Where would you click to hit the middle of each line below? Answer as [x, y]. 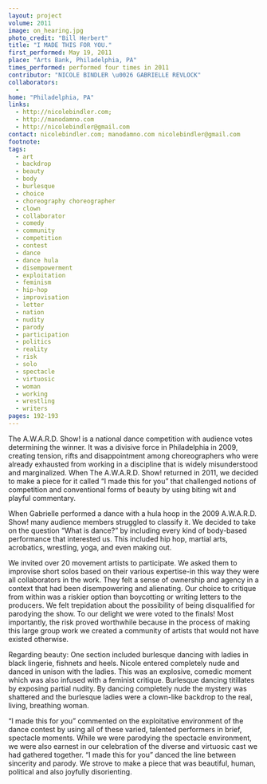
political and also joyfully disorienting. [71, 771]
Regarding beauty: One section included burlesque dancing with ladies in [128, 654]
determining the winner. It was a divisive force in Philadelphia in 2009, [123, 447]
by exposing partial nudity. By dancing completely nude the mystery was [128, 688]
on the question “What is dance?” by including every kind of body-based [128, 530]
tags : [17, 149]
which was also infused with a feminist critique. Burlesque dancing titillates [132, 680]
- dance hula [37, 260]
